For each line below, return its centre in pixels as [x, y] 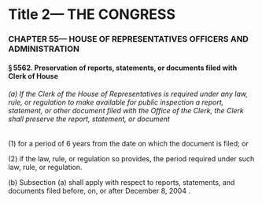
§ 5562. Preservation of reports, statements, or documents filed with [123, 68]
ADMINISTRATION [44, 49]
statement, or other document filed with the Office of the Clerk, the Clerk [126, 111]
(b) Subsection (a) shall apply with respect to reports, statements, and [122, 182]
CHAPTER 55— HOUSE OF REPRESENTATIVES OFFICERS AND [129, 39]
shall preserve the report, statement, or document [89, 119]
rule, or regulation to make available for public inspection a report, [116, 102]
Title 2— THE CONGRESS [92, 15]
